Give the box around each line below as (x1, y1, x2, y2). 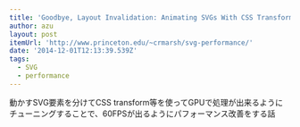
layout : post (9, 30, 58, 38)
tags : (9, 55, 29, 63)
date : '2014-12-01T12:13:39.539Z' (9, 47, 138, 55)
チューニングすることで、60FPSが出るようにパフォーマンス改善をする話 (9, 108, 276, 119)
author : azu (9, 21, 54, 30)
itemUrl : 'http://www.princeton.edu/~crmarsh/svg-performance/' (9, 38, 254, 47)
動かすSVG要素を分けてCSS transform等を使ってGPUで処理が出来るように (9, 97, 284, 107)
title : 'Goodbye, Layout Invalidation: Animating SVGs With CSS (9, 13, 254, 22)
